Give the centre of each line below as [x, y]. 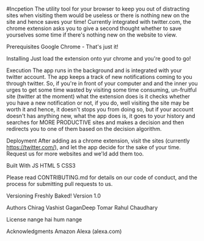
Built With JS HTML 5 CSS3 [41, 165]
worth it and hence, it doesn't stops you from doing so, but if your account [100, 109]
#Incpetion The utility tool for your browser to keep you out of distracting [98, 9]
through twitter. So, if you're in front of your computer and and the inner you [102, 83]
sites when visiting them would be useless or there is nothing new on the [98, 15]
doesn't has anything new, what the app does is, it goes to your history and [101, 116]
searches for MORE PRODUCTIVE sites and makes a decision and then [95, 122]
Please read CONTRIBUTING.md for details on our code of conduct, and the [102, 177]
